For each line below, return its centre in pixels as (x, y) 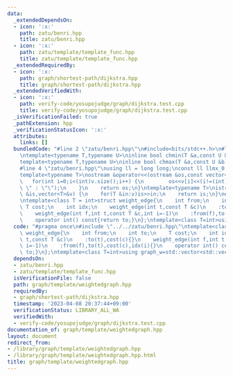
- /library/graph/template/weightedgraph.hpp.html (82, 356)
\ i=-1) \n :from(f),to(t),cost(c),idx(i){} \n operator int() (119, 246)
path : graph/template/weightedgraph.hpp (72, 284)
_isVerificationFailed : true (55, 117)
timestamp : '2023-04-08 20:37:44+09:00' (72, 304)
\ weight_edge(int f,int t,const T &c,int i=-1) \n (99, 214)
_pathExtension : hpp (43, 123)
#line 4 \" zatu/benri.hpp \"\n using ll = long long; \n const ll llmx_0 (122, 168)
